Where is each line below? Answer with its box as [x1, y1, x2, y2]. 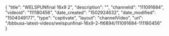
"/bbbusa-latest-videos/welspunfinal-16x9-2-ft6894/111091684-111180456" [5, 20, 162, 26]
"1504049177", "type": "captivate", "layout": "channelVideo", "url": [5, 15, 143, 20]
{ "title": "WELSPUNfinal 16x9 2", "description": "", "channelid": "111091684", [5, 4, 164, 10]
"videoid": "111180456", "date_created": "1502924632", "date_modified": [5, 9, 156, 15]
